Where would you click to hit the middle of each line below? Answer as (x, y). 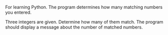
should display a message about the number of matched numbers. (74, 27)
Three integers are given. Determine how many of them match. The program (84, 22)
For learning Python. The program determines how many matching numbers (84, 7)
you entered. (18, 12)
